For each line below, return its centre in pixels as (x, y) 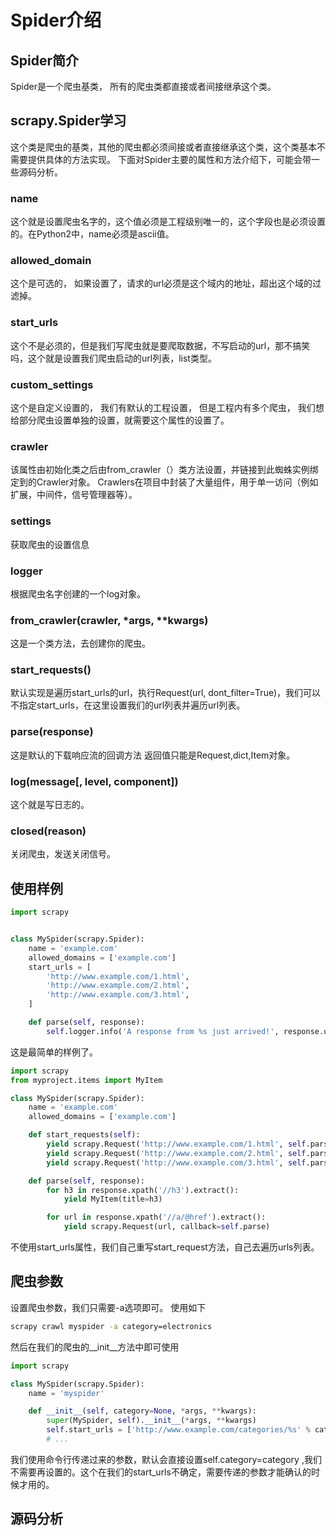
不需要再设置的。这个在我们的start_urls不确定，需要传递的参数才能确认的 (161, 1472)
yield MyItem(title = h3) (113, 1199)
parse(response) (52, 732)
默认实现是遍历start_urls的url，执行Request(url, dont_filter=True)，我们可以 (166, 693)
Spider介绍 (56, 20)
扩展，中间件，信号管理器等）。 (74, 495)
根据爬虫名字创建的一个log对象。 (78, 593)
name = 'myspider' (66, 1393)
